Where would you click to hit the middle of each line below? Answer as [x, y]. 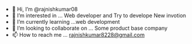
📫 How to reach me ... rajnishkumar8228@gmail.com [78, 35]
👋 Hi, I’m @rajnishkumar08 [45, 9]
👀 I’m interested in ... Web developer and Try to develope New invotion [99, 15]
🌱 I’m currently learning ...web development [66, 22]
